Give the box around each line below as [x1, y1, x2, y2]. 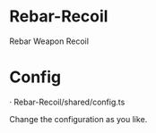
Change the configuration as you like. [9, 113, 148, 124]
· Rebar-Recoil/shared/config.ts [9, 96, 126, 107]
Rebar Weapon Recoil [9, 36, 90, 46]
